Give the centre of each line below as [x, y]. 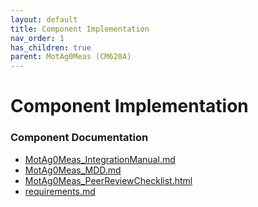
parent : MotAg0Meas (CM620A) [71, 57]
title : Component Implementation [80, 29]
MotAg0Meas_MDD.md [73, 170]
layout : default [44, 19]
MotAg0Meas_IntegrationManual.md [100, 159]
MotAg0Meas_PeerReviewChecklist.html [108, 180]
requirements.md [60, 191]
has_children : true [51, 47]
